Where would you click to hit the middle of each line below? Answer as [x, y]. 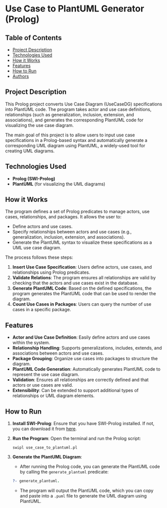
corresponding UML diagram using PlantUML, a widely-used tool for [75, 145]
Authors [20, 76]
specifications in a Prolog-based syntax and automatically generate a [76, 140]
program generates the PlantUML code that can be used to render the [84, 294]
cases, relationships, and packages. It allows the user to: [63, 217]
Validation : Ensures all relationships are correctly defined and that [80, 380]
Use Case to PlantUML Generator [75, 9]
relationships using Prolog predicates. [51, 272]
